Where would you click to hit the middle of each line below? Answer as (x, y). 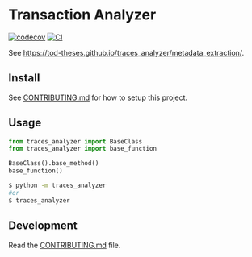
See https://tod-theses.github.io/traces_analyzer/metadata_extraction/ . (126, 52)
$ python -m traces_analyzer (57, 186)
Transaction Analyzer (82, 15)
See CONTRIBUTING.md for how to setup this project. (98, 97)
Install (24, 78)
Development (43, 226)
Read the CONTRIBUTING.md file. (65, 245)
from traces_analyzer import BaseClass (76, 141)
